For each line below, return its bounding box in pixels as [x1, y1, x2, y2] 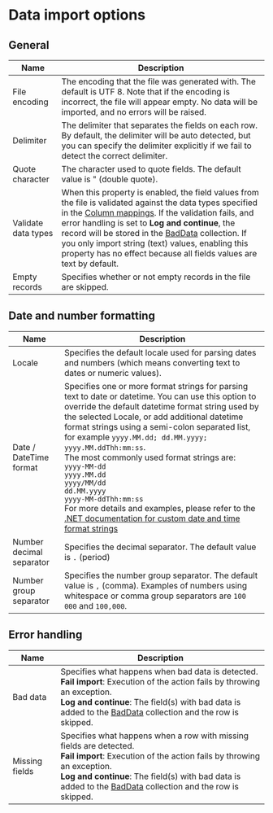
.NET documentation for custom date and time [63, 513, 240, 524]
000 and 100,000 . [63, 600, 128, 611]
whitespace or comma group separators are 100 [63, 590, 246, 601]
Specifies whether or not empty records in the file [61, 271, 251, 282]
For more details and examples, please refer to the [63, 502, 256, 514]
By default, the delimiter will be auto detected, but [61, 130, 251, 141]
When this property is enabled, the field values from [61, 187, 260, 198]
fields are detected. [60, 740, 135, 751]
